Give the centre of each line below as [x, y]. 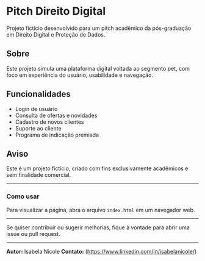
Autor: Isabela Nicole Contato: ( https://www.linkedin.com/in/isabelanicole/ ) [102, 251]
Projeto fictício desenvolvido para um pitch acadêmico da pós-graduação [99, 28]
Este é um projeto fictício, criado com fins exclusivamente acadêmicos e [97, 168]
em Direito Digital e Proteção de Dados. [56, 34]
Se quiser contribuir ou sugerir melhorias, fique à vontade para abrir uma [98, 227]
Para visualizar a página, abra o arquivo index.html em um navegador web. [101, 210]
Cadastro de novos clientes [49, 122]
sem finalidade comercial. [39, 175]
